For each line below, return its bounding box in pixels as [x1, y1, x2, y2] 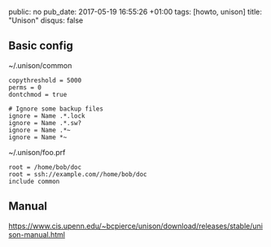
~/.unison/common [8, 60, 72, 70]
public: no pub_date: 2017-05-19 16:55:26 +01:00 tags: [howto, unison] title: [8, 7, 262, 16]
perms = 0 [8, 83, 42, 92]
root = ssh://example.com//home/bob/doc [8, 170, 148, 178]
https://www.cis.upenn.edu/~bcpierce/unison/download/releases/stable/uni [8, 221, 263, 231]
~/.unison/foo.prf [8, 147, 66, 157]
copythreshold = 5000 [8, 76, 82, 84]
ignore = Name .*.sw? [8, 119, 82, 127]
